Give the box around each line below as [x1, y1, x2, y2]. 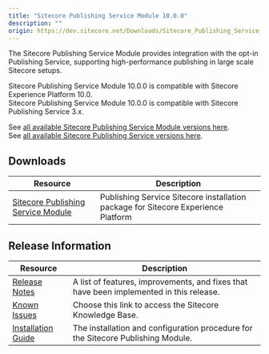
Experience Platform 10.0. [8, 90, 93, 100]
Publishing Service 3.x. [8, 107, 84, 116]
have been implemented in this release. [72, 287, 220, 297]
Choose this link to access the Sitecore [72, 299, 219, 310]
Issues [12, 310, 38, 320]
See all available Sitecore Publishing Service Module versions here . [8, 122, 230, 132]
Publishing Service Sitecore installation [99, 192, 247, 203]
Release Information [8, 238, 112, 253]
